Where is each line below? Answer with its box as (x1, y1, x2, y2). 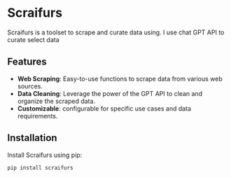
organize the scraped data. (17, 97, 96, 105)
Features (7, 56, 47, 68)
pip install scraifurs (7, 164, 73, 171)
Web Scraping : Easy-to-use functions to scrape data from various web (17, 74, 223, 83)
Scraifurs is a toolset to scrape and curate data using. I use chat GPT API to (7, 28, 225, 36)
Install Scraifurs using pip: (7, 151, 83, 159)
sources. (17, 82, 43, 90)
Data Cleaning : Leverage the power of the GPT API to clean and (17, 89, 203, 97)
